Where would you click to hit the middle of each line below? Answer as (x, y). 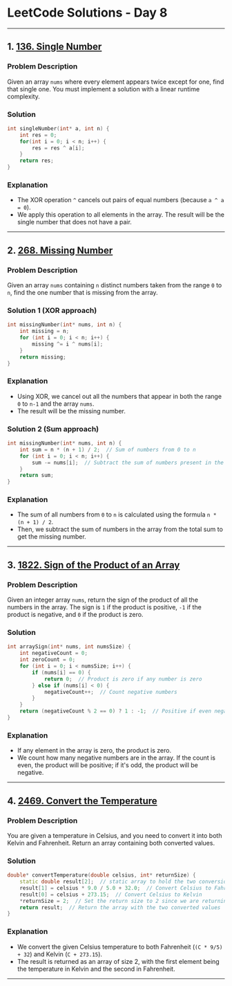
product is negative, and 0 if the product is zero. (75, 615)
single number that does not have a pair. (75, 222)
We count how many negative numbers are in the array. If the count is (116, 758)
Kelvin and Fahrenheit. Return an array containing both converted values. (111, 843)
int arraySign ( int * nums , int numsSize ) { (69, 647)
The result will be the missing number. (71, 411)
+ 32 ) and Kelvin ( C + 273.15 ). (59, 954)
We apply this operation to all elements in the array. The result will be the (120, 215)
